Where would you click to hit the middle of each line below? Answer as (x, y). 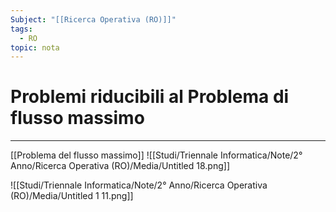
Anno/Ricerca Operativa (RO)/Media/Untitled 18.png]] (120, 166)
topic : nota (35, 47)
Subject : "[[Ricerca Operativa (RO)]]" (93, 19)
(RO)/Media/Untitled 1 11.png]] (72, 196)
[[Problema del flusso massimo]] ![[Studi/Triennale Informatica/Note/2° (156, 155)
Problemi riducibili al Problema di (150, 97)
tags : (21, 29)
